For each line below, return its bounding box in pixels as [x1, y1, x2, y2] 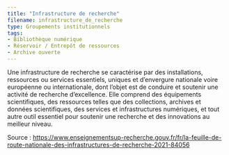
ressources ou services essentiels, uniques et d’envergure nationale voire [7, 75, 218, 83]
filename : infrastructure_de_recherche [7, 17, 123, 24]
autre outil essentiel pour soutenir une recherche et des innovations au [7, 112, 210, 120]
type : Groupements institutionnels [7, 23, 111, 30]
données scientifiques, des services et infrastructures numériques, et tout [7, 105, 220, 113]
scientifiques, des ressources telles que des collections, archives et [7, 97, 201, 106]
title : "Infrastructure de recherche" [7, 10, 120, 17]
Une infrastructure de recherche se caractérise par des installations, [7, 67, 203, 76]
